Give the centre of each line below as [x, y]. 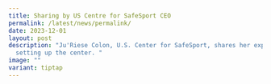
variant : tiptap [35, 68]
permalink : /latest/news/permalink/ [70, 23]
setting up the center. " [59, 53]
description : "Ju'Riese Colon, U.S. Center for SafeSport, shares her [129, 46]
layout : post [30, 38]
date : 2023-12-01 [38, 30]
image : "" [25, 61]
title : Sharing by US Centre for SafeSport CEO [90, 16]
